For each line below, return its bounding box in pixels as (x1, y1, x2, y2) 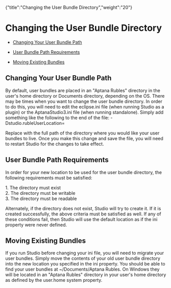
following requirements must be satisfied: (5, 174, 92, 181)
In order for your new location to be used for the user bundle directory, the (5, 169, 162, 175)
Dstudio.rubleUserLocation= (5, 120, 65, 126)
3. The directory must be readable (5, 195, 77, 202)
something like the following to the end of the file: (5, 115, 110, 121)
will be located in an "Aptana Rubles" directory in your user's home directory (5, 272, 166, 278)
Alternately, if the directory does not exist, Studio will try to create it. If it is (5, 205, 161, 211)
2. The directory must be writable (5, 190, 76, 196)
